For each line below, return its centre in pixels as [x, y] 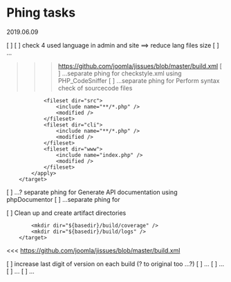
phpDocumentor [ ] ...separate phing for [63, 199]
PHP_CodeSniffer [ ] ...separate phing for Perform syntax [139, 80]
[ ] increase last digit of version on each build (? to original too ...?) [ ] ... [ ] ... [115, 263]
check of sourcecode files [95, 88]
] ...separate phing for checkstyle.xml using [120, 73]
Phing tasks [41, 13]
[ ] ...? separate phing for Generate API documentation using [92, 192]
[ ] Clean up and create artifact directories [66, 213]
